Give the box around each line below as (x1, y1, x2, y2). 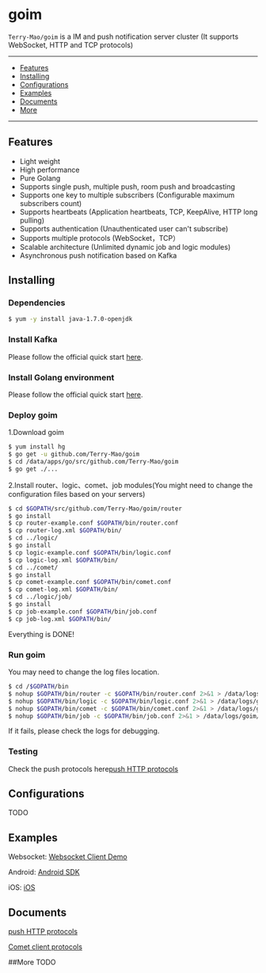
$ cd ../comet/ (8, 563, 59, 571)
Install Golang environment (8, 372, 115, 383)
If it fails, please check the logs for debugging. (8, 727, 160, 736)
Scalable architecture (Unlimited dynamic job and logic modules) (19, 242, 231, 251)
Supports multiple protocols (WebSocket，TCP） (19, 233, 180, 242)
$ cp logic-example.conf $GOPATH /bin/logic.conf (8, 548, 172, 556)
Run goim (8, 649, 46, 660)
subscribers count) (19, 198, 82, 208)
